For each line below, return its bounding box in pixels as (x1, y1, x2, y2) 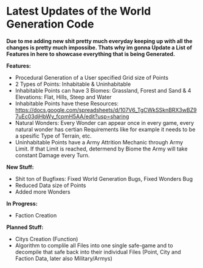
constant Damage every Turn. (15, 151, 90, 159)
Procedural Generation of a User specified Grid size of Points (15, 74, 169, 81)
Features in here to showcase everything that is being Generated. (6, 50, 175, 57)
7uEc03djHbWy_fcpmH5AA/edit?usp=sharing (15, 113, 129, 120)
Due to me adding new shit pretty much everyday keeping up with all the (6, 37, 193, 44)
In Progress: (6, 200, 38, 207)
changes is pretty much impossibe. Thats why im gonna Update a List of (6, 44, 193, 51)
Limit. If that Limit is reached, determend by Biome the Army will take (15, 145, 188, 152)
